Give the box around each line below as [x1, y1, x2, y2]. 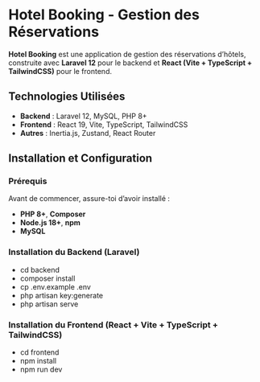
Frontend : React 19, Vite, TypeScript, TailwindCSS [19, 119, 188, 129]
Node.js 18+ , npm [19, 218, 80, 228]
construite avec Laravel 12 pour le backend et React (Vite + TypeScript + [8, 58, 252, 68]
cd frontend [19, 347, 60, 357]
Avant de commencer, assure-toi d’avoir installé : [8, 194, 171, 203]
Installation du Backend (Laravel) [8, 247, 140, 258]
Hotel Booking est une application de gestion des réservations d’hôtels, [8, 49, 247, 59]
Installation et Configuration [8, 151, 153, 166]
